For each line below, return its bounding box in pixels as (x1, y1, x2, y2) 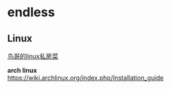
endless (7, 4, 55, 20)
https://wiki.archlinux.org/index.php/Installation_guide (7, 73, 164, 82)
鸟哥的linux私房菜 (7, 52, 59, 60)
